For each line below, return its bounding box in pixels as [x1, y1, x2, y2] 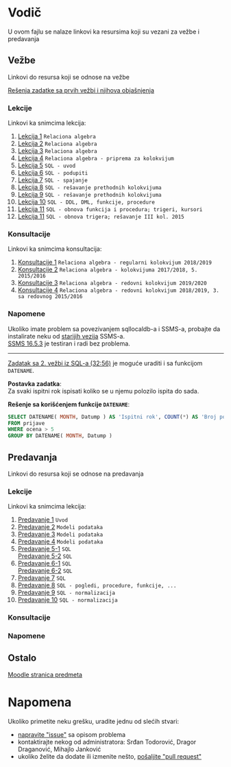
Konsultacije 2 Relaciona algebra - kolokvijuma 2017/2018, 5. [17, 265, 198, 273]
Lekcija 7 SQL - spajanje [17, 176, 88, 184]
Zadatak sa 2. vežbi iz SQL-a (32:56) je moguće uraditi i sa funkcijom [8, 358, 203, 367]
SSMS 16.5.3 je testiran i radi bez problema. [8, 339, 131, 348]
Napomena [8, 694, 72, 710]
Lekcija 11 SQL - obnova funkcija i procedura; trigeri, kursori [17, 205, 203, 213]
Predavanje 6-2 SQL [17, 567, 73, 575]
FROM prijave [8, 419, 45, 426]
